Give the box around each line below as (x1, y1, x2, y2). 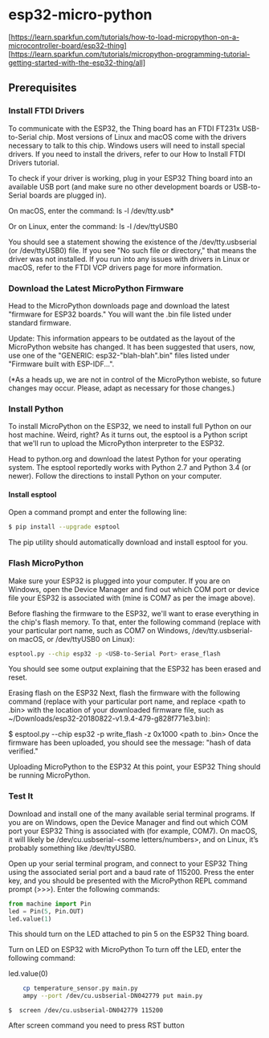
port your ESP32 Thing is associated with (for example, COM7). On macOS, (8, 826, 258, 836)
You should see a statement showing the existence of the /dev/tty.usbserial (8, 237, 257, 247)
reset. (8, 672, 28, 682)
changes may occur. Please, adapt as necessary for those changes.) (8, 383, 235, 393)
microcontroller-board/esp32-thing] (8, 40, 127, 50)
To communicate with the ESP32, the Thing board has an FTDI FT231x (8, 123, 241, 133)
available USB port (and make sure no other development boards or (8, 182, 232, 191)
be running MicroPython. (8, 770, 91, 780)
